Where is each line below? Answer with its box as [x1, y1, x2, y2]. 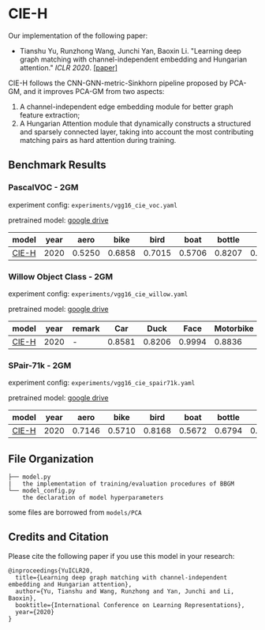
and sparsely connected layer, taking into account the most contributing [19, 127, 254, 137]
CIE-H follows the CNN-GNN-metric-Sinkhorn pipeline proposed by [8, 78, 228, 88]
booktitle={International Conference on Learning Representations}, [15, 601, 245, 609]
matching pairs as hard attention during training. [19, 135, 177, 144]
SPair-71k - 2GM [8, 360, 72, 371]
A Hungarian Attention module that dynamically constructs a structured [19, 118, 252, 128]
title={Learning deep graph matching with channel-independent [15, 573, 227, 581]
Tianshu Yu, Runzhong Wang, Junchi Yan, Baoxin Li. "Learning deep [19, 46, 242, 55]
